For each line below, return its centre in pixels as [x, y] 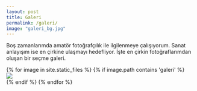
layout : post [23, 12]
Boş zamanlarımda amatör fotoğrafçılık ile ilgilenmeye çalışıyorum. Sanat [96, 45]
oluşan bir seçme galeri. [36, 58]
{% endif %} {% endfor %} [39, 82]
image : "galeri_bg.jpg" [36, 28]
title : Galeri [24, 17]
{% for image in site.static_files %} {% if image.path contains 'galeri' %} [95, 70]
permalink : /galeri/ [32, 23]
